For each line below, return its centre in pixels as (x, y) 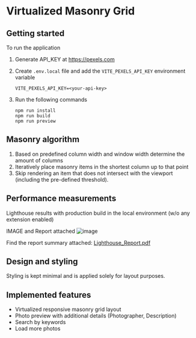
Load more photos (38, 328)
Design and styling (42, 262)
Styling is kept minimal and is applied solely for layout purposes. (86, 276)
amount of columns (39, 160)
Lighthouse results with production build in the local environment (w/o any (98, 213)
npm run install (35, 111)
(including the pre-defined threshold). (62, 179)
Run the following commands (51, 100)
